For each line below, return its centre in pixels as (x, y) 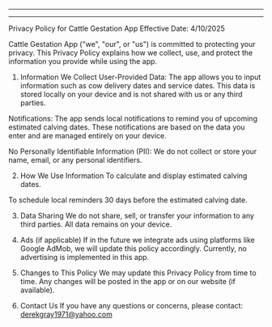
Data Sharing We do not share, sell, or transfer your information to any (137, 216)
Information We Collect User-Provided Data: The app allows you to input (140, 77)
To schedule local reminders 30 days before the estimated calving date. (128, 200)
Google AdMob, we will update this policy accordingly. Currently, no (133, 248)
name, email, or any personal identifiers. (75, 160)
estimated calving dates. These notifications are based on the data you (127, 127)
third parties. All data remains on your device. (96, 224)
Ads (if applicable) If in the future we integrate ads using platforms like (137, 240)
